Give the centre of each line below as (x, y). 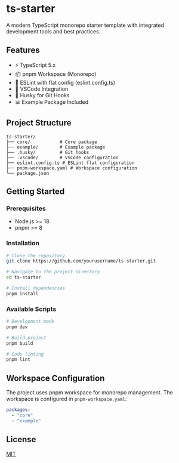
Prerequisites (26, 208)
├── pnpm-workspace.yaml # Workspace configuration (72, 168)
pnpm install (22, 294)
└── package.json (28, 173)
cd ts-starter (24, 277)
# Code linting (25, 354)
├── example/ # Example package (56, 147)
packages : (18, 410)
